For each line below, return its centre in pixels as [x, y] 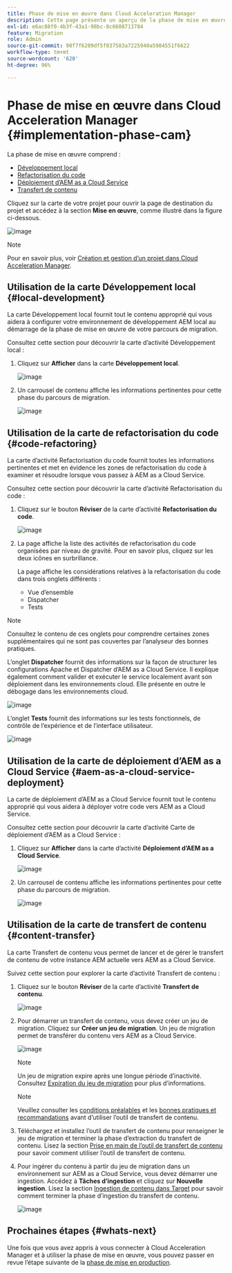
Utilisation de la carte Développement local [101, 287]
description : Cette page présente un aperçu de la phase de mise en [108, 20]
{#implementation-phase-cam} [99, 135]
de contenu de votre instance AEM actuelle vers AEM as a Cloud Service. [112, 959]
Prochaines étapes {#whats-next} [82, 1231]
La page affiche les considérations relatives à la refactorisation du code [119, 571]
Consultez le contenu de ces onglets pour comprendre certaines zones [108, 634]
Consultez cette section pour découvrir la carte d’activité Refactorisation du [115, 488]
